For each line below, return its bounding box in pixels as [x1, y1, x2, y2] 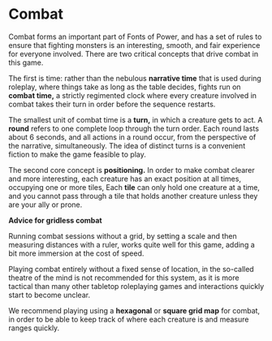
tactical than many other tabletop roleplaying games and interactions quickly [8, 281, 265, 291]
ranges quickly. [8, 322, 60, 333]
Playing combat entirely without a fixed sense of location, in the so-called [8, 264, 254, 274]
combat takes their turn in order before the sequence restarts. [8, 99, 216, 109]
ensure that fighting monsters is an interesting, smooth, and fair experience [8, 40, 261, 50]
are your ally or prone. [8, 200, 83, 209]
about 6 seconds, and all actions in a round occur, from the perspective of [8, 132, 257, 142]
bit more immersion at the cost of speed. [8, 248, 145, 258]
